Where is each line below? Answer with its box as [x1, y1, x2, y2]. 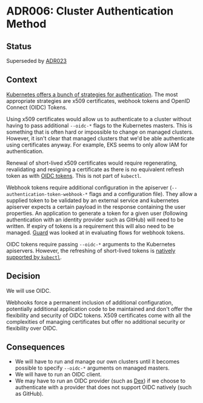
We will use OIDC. [6, 287, 52, 294]
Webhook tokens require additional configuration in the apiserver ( [6, 183, 172, 191]
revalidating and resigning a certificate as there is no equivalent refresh [6, 165, 185, 173]
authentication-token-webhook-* [6, 191, 88, 197]
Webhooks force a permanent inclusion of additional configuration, [6, 298, 173, 306]
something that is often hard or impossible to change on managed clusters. [6, 128, 194, 136]
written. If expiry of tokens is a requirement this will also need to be [6, 222, 174, 229]
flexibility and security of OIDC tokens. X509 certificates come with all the [6, 312, 191, 319]
